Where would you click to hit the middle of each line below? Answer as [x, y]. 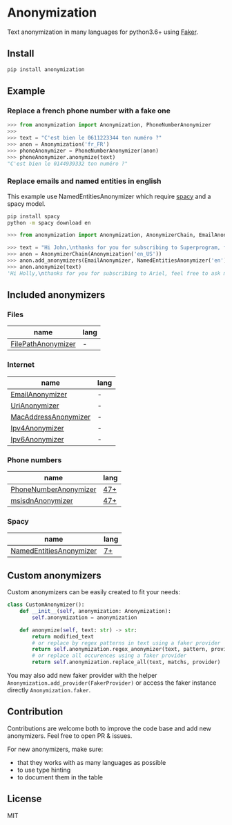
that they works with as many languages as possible [91, 762]
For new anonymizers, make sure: [55, 749]
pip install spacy [33, 216]
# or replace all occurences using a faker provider [109, 656]
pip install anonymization [46, 69]
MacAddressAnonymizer [51, 417]
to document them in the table [60, 777]
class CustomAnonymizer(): [46, 605]
